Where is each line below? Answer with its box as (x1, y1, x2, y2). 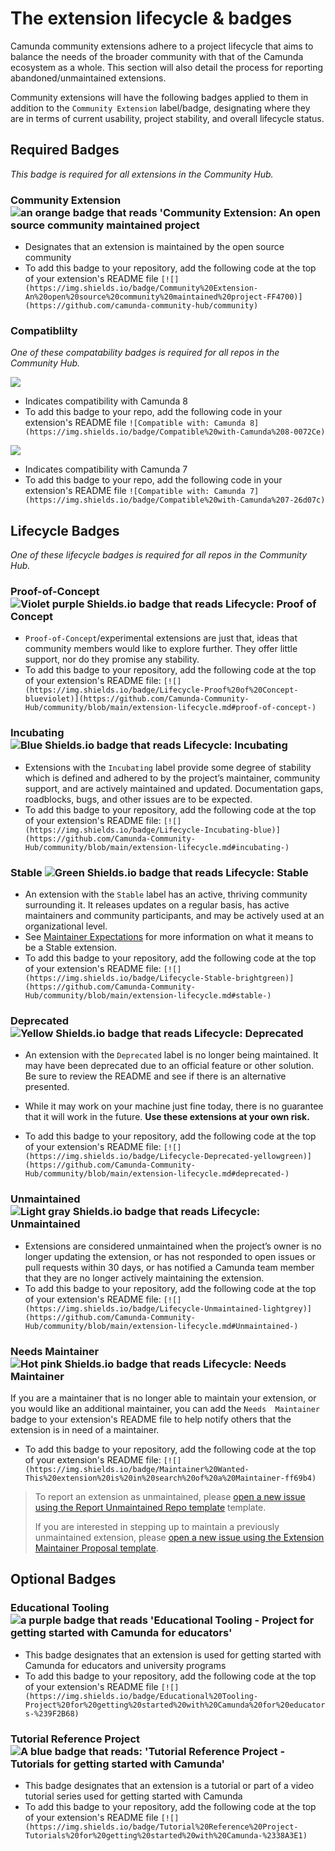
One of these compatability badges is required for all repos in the (10, 347, 280, 359)
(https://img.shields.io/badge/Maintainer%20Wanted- (24, 1464, 250, 1474)
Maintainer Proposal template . (34, 1542, 159, 1554)
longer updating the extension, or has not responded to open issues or (24, 1250, 316, 1262)
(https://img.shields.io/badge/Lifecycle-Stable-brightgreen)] (24, 973, 295, 984)
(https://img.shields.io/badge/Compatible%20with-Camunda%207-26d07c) (24, 495, 326, 506)
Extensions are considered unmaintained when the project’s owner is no (24, 1240, 322, 1252)
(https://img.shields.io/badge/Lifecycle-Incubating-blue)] (24, 825, 281, 835)
